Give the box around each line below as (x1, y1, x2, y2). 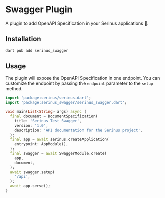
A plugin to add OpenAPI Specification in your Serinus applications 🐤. (5, 20, 149, 26)
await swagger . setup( (10, 169, 55, 175)
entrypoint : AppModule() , (14, 142, 69, 147)
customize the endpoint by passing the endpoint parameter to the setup (5, 80, 153, 86)
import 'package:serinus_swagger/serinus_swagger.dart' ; (5, 100, 127, 105)
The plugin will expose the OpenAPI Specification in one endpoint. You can (5, 75, 160, 81)
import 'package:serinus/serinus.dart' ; (5, 95, 92, 101)
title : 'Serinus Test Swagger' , (14, 118, 82, 123)
